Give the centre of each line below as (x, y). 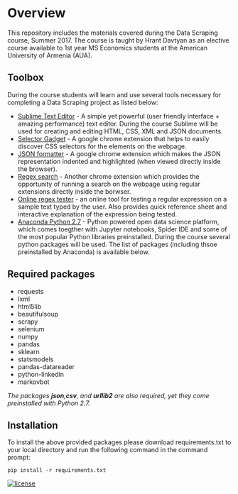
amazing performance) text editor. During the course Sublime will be (118, 123)
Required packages (51, 274)
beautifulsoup (38, 314)
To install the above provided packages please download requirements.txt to (119, 442)
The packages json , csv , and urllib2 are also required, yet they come (108, 395)
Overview (37, 13)
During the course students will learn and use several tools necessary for (114, 94)
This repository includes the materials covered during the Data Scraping (113, 33)
